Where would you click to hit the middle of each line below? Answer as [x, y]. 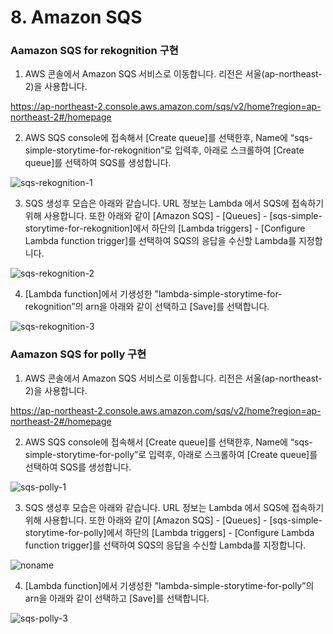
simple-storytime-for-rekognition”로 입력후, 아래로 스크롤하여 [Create [164, 150]
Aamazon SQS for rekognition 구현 [94, 51]
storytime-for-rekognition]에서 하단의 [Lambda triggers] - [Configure [165, 228]
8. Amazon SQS [76, 17]
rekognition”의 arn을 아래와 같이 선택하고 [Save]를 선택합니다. [147, 307]
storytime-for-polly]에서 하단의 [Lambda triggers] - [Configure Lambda [169, 532]
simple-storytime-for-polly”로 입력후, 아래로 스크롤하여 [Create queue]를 [171, 454]
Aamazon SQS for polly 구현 [78, 354]
